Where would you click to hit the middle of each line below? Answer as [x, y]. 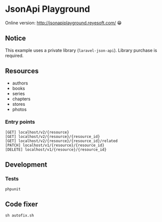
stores [19, 104]
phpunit [13, 189]
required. [14, 55]
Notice [16, 38]
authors [20, 83]
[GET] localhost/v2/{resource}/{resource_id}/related [62, 141]
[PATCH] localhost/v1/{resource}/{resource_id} [55, 145]
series [18, 93]
